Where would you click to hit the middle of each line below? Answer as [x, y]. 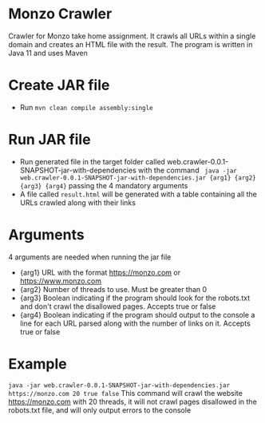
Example [38, 364]
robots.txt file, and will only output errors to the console [100, 410]
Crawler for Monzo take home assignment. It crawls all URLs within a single [132, 36]
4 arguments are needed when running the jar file [90, 257]
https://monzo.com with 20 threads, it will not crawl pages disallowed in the [132, 401]
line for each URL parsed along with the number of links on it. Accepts [135, 323]
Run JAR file [49, 140]
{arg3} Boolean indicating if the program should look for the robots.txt [135, 298]
